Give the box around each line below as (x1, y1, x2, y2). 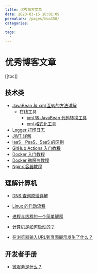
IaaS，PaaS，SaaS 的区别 (12, 139, 64, 145)
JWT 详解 (12, 133, 32, 139)
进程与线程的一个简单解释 (12, 214, 64, 219)
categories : (5, 20, 29, 26)
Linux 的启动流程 (12, 203, 46, 209)
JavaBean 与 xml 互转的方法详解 (12, 102, 77, 108)
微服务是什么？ (12, 264, 42, 270)
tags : (5, 30, 16, 35)
